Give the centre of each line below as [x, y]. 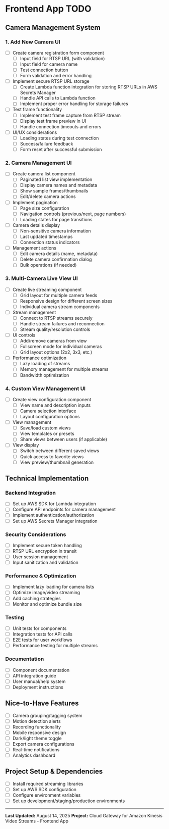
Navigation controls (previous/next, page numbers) [73, 214]
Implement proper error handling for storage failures [74, 104]
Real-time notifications [36, 749]
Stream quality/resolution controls [55, 329]
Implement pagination [35, 202]
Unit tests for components [39, 628]
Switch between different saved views [60, 451]
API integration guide [34, 675]
